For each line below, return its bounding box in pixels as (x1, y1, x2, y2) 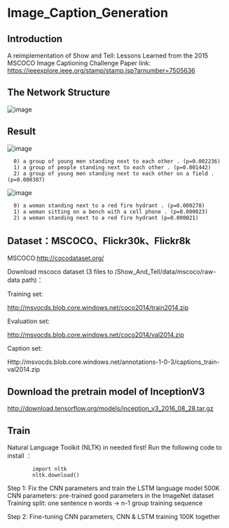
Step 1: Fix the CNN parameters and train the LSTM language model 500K (7, 484, 220, 492)
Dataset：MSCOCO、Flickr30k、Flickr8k (7, 235, 191, 247)
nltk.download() (32, 472, 80, 479)
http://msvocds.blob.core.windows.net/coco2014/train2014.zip (7, 304, 189, 312)
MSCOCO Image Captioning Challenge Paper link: (7, 59, 151, 67)
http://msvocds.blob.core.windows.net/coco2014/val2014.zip (7, 331, 184, 339)
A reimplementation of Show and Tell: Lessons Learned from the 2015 (7, 51, 209, 60)
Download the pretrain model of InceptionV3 (7, 386, 205, 398)
